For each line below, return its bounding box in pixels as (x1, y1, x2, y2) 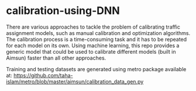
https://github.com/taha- (13, 72, 73, 79)
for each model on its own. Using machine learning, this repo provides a (6, 42, 180, 49)
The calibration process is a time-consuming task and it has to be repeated (6, 36, 187, 43)
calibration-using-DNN (6, 4, 120, 17)
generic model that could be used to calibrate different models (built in (6, 48, 177, 55)
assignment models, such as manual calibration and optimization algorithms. (6, 29, 191, 36)
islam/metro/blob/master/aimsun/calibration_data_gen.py (6, 78, 144, 85)
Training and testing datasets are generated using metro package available (6, 65, 187, 72)
